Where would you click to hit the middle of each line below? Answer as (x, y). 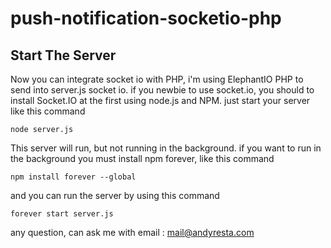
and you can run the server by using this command (115, 195)
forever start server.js (62, 214)
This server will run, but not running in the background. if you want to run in (166, 148)
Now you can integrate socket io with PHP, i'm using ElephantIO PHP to (157, 79)
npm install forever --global (73, 177)
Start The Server (63, 55)
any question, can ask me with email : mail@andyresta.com (132, 232)
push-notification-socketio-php (146, 18)
